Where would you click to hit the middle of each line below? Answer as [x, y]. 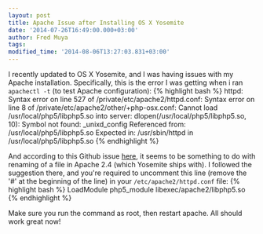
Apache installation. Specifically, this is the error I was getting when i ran [126, 82]
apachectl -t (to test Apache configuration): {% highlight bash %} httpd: [126, 91]
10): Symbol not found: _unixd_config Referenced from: [97, 124]
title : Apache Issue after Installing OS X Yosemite [96, 23]
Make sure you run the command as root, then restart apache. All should [125, 213]
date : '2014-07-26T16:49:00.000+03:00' [73, 30]
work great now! [35, 221]
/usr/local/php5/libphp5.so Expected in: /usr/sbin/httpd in [101, 133]
